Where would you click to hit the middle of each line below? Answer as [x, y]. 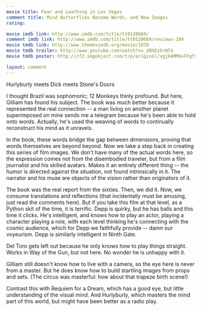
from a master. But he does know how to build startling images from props [98, 270]
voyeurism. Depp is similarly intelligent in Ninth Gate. [72, 234]
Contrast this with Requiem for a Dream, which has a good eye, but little [95, 288]
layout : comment [26, 67]
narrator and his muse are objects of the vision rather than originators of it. [99, 177]
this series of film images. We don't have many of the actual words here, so [99, 152]
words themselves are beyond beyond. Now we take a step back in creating [100, 146]
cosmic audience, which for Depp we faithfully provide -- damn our [90, 228]
